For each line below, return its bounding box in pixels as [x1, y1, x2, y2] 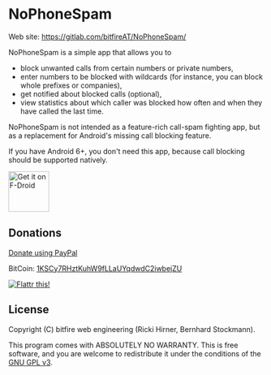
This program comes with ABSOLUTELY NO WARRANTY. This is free [8, 340, 239, 350]
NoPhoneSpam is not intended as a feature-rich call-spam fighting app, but [8, 122, 260, 131]
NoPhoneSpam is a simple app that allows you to [8, 47, 172, 57]
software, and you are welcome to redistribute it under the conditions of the [8, 348, 261, 358]
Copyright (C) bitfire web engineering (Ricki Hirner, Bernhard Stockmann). [8, 324, 256, 334]
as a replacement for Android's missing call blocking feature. [8, 131, 212, 140]
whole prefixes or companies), [19, 80, 123, 90]
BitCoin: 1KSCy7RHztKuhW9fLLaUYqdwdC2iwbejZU [8, 263, 183, 273]
